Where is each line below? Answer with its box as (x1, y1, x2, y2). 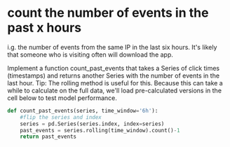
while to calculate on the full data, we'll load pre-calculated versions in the (7, 86, 222, 94)
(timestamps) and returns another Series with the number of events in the (7, 71, 219, 80)
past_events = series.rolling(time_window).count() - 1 (20, 127, 180, 134)
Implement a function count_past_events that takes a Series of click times (7, 64, 219, 72)
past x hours (7, 20, 82, 36)
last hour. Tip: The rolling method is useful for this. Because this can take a (7, 78, 223, 87)
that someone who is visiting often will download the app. (7, 50, 174, 59)
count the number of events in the (7, 5, 209, 21)
